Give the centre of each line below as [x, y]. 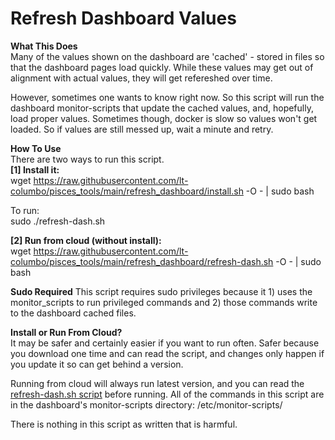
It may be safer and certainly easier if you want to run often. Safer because [165, 343]
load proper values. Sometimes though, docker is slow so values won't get [164, 118]
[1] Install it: [35, 169]
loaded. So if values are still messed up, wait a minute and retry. [142, 129]
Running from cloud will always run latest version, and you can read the [157, 383]
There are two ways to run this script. [87, 159]
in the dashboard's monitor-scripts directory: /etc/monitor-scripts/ [146, 404]
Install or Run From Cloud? [66, 332]
